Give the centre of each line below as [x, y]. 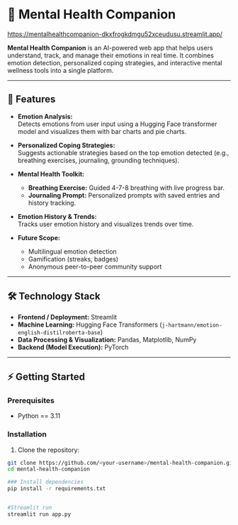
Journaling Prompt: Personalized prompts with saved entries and [124, 195]
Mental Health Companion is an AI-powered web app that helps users [110, 47]
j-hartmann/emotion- [192, 325]
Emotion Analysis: [45, 116]
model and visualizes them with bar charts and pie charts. [102, 131]
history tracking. [52, 203]
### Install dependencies [45, 482]
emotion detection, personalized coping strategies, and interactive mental [115, 62]
